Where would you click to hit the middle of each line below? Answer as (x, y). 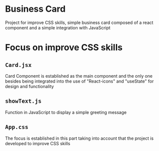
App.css (17, 127)
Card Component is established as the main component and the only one (79, 76)
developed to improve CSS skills (38, 143)
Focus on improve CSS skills (64, 48)
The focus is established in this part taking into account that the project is (79, 138)
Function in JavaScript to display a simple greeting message (66, 112)
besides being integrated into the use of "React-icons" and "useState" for (79, 81)
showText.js (23, 101)
